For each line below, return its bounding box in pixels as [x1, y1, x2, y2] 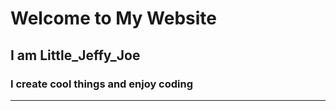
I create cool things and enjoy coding [10, 77, 194, 91]
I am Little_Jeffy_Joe [10, 47, 141, 64]
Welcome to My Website [10, 7, 217, 30]
